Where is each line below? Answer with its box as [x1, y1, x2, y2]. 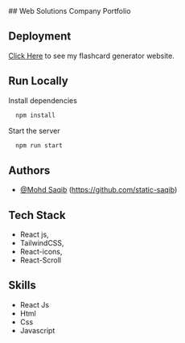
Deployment [8, 30, 72, 43]
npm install [15, 111, 56, 119]
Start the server [8, 126, 60, 135]
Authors [8, 163, 51, 177]
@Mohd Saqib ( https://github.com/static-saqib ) [19, 185, 178, 195]
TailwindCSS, [19, 238, 64, 247]
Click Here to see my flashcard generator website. [8, 51, 175, 60]
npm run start [15, 141, 63, 150]
